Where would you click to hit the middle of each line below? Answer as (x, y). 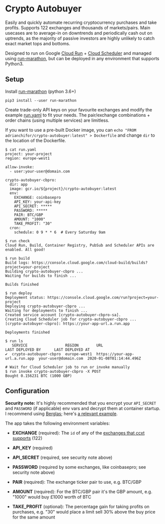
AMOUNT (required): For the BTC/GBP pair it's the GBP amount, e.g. (82, 491)
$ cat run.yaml (21, 150)
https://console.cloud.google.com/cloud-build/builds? (90, 262)
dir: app (19, 184)
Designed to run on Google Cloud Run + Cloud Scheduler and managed (78, 53)
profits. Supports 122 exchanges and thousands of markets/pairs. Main (78, 27)
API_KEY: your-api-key (38, 202)
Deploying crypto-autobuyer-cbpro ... (45, 306)
